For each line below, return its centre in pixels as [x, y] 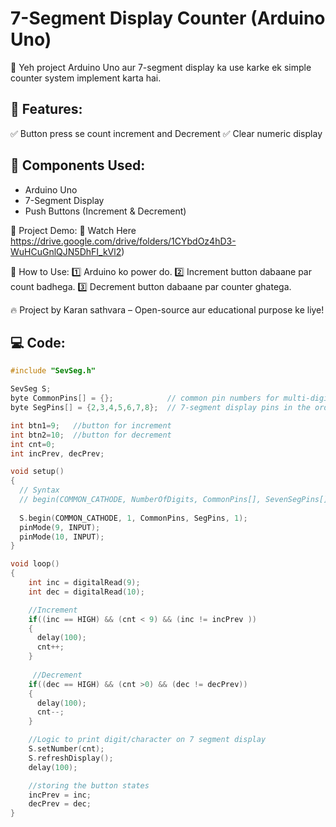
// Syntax [39, 490]
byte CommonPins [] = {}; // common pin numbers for [145, 398]
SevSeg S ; [31, 389]
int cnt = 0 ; [33, 444]
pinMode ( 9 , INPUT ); [60, 527]
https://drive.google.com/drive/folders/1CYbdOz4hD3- [123, 241]
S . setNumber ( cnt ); [66, 749]
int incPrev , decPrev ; [57, 453]
